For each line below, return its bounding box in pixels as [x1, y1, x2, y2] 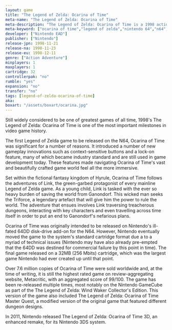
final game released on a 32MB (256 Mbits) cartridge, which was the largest [5, 250, 166, 256]
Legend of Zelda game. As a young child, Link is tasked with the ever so [5, 185, 157, 192]
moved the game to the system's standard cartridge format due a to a [5, 234, 153, 240]
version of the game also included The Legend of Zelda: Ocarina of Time [5, 293, 159, 299]
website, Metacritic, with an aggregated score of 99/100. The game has [5, 276, 156, 282]
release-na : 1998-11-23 [5, 46, 56, 51]
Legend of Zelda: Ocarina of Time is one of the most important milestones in [5, 122, 166, 129]
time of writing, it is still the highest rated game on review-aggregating [5, 271, 154, 277]
